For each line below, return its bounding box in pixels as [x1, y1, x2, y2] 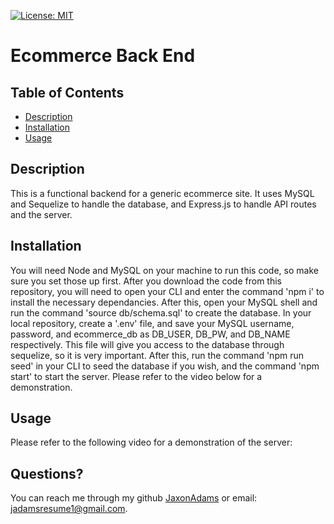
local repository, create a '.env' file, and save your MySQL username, [10, 317, 295, 329]
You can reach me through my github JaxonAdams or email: [10, 492, 258, 504]
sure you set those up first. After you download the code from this [10, 275, 282, 287]
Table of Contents [10, 84, 125, 101]
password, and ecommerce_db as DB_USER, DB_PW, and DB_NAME [10, 328, 291, 340]
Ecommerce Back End [10, 45, 196, 67]
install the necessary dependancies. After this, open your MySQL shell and [10, 296, 318, 308]
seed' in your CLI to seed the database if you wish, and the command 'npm [10, 360, 320, 372]
